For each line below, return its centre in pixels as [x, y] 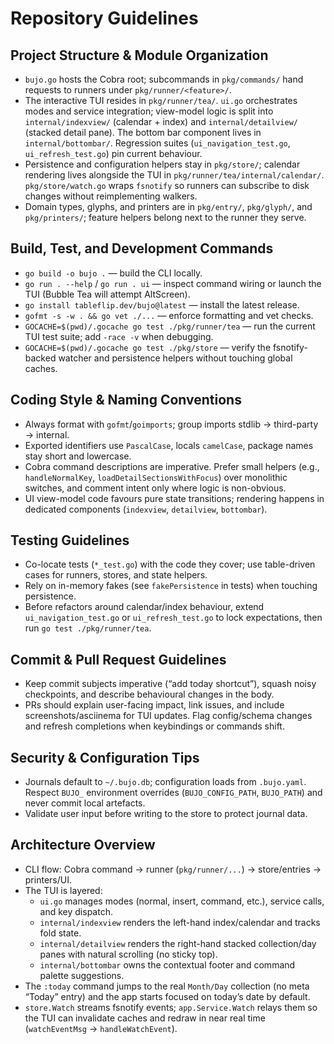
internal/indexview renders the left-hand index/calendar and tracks [180, 922]
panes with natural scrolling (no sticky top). [128, 954]
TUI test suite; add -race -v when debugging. [119, 336]
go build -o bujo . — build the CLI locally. [113, 273]
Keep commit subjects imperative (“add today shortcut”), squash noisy [170, 684]
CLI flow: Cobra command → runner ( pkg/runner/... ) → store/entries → [173, 869]
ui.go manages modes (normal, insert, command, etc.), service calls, [182, 901]
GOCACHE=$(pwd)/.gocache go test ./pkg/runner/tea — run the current [170, 326]
